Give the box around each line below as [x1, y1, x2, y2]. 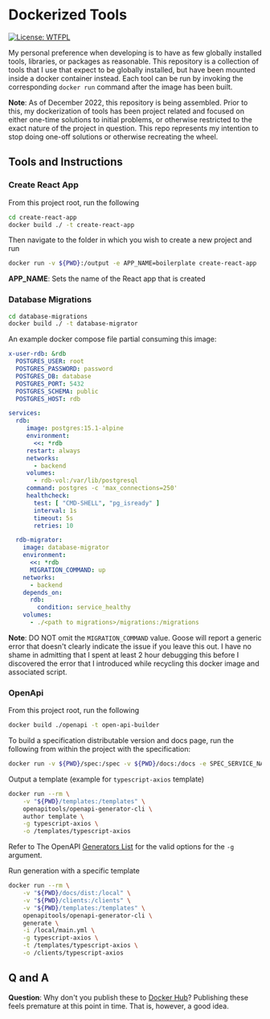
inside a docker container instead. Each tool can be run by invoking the [8, 73, 243, 83]
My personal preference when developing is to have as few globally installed [8, 47, 262, 57]
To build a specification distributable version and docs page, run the [8, 736, 235, 745]
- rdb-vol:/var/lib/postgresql [33, 476, 138, 485]
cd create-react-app [8, 213, 78, 221]
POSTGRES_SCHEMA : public [15, 387, 99, 395]
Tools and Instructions [8, 155, 123, 169]
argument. [8, 851, 43, 860]
